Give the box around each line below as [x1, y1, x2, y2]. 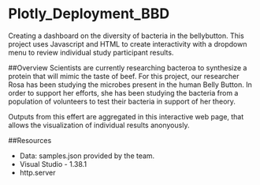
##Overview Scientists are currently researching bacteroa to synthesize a [8, 62, 247, 72]
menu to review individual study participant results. [8, 47, 174, 57]
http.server [19, 168, 56, 177]
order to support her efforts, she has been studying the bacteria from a [8, 88, 239, 97]
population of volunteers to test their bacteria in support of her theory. [8, 96, 236, 106]
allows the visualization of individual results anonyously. [8, 120, 190, 130]
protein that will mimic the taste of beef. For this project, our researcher [8, 71, 240, 81]
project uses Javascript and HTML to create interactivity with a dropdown [8, 39, 247, 48]
